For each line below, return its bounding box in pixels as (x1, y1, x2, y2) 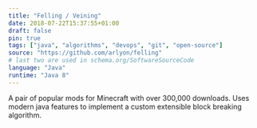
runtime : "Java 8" (8, 71, 69, 79)
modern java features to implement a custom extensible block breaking (8, 102, 242, 111)
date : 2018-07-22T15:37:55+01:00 (8, 19, 120, 27)
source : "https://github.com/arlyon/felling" (8, 49, 162, 57)
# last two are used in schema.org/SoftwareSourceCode (8, 57, 195, 65)
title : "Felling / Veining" (8, 11, 102, 20)
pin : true (8, 34, 42, 42)
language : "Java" (8, 64, 66, 72)
